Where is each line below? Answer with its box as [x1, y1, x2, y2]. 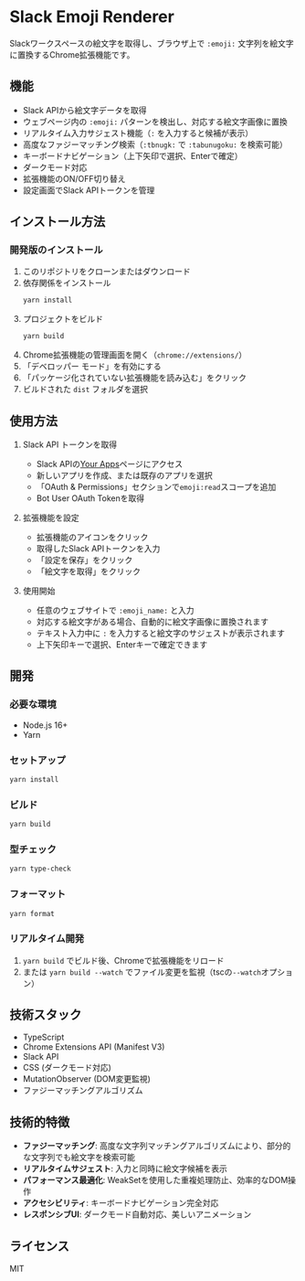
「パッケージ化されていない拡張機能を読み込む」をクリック [22, 372, 247, 383]
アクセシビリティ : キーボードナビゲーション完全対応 [22, 1198, 219, 1209]
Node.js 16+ [22, 720, 68, 731]
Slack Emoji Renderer [9, 6, 175, 27]
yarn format [9, 909, 55, 918]
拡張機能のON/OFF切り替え [22, 173, 126, 184]
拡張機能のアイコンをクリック [36, 532, 149, 542]
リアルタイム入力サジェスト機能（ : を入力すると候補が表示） [22, 127, 254, 138]
